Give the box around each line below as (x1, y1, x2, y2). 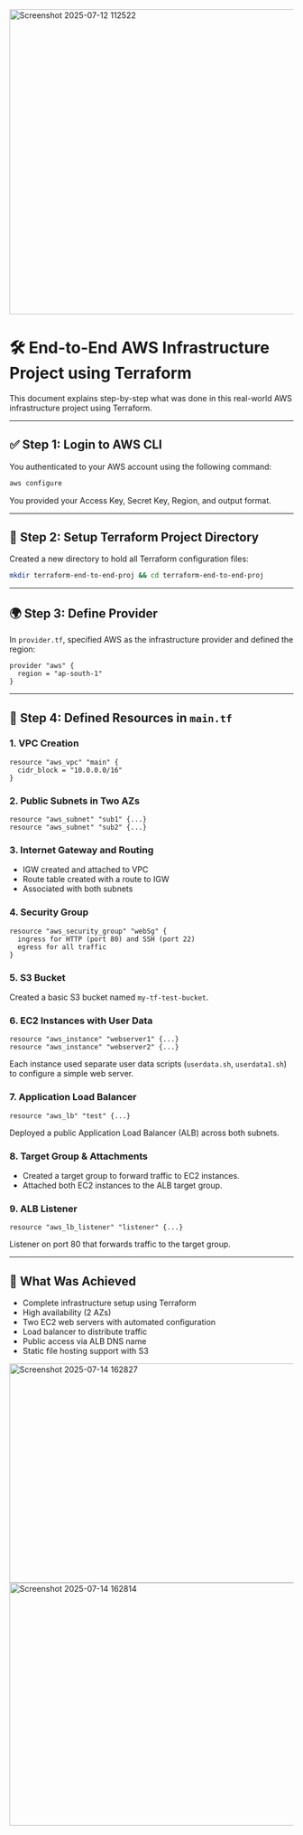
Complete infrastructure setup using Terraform (22, 1297, 197, 1308)
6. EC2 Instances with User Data (9, 1014, 153, 1027)
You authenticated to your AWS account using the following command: (9, 461, 272, 472)
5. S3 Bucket (9, 971, 66, 983)
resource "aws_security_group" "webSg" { (9, 927, 168, 936)
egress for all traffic (17, 942, 106, 952)
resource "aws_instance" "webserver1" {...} (9, 1035, 179, 1044)
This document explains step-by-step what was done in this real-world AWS (9, 392, 293, 403)
